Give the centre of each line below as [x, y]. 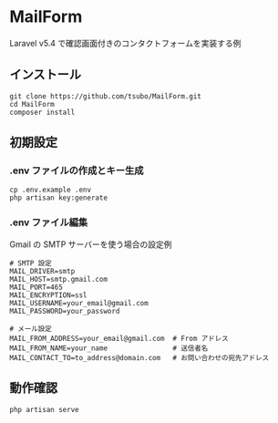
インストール [46, 75]
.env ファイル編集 [49, 222]
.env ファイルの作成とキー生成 [77, 170]
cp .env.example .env [51, 190]
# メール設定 [31, 329]
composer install [42, 112]
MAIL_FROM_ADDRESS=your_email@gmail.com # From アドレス [119, 338]
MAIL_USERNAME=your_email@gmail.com [79, 303]
